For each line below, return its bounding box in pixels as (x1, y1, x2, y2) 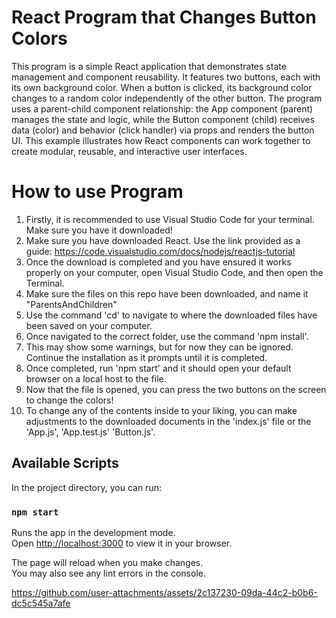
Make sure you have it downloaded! (25, 224, 173, 236)
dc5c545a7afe (11, 597, 71, 609)
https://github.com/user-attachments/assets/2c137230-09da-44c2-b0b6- (11, 586, 318, 598)
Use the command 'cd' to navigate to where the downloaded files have (25, 309, 318, 321)
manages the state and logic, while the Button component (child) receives (11, 113, 316, 125)
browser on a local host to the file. (25, 372, 167, 385)
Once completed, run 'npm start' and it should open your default (25, 362, 292, 374)
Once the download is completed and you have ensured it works (25, 256, 292, 268)
